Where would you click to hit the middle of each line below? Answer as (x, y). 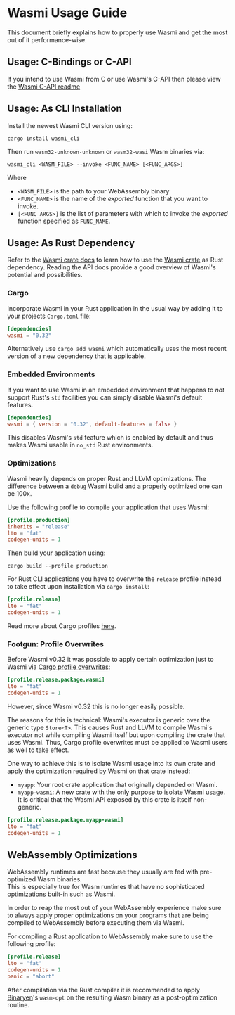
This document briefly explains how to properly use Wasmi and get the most (117, 32)
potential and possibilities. (45, 275)
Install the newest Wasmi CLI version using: (70, 125)
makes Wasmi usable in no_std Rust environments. (80, 445)
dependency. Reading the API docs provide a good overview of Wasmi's (112, 267)
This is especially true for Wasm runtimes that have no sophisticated (106, 887)
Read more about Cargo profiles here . (62, 626)
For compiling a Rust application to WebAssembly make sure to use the (110, 936)
